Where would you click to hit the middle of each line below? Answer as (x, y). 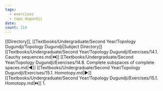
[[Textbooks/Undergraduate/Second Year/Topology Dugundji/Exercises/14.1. (82, 52)
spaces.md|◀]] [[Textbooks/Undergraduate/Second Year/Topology (73, 68)
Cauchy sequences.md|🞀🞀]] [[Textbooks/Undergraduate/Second (69, 57)
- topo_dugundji (26, 18)
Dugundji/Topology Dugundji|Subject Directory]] (54, 47)
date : (10, 23)
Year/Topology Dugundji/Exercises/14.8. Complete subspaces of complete (80, 63)
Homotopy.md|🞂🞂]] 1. (25, 83)
